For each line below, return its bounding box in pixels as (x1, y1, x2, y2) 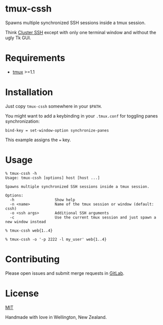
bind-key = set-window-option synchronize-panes (5, 128, 109, 133)
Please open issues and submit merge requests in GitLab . (5, 270, 125, 276)
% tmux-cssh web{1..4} (5, 228, 53, 233)
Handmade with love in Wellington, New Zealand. (5, 314, 107, 320)
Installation (5, 86, 53, 98)
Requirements (5, 52, 65, 64)
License (5, 287, 39, 299)
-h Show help (10, 197, 75, 202)
